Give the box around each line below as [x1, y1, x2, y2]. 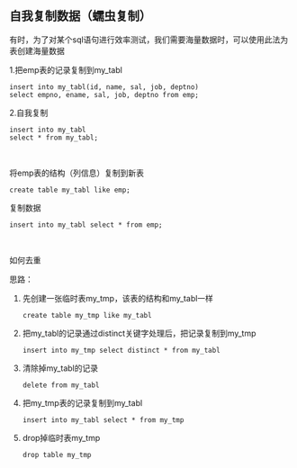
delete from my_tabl [22, 381, 100, 390]
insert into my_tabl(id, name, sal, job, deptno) [9, 82, 200, 92]
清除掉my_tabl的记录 [22, 363, 99, 373]
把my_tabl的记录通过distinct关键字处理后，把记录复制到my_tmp [22, 328, 256, 338]
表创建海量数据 [9, 45, 65, 56]
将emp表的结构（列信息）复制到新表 [9, 167, 144, 178]
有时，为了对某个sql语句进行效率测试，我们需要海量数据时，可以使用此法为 [9, 34, 289, 45]
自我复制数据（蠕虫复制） [9, 8, 151, 24]
